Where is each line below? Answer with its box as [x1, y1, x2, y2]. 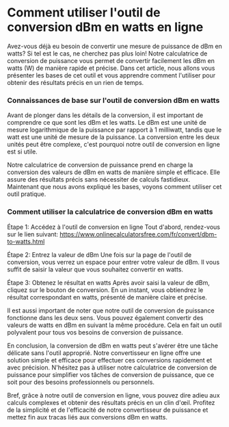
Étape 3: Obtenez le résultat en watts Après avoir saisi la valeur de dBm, [7, 278, 210, 286]
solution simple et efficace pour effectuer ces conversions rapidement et [7, 356, 213, 364]
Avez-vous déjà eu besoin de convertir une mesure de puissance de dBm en [7, 42, 222, 50]
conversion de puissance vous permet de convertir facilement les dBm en [7, 56, 215, 64]
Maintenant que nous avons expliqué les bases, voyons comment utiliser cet [7, 183, 222, 191]
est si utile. [7, 147, 38, 156]
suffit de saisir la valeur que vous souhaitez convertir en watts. [7, 265, 183, 273]
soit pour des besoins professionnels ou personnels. [7, 378, 155, 386]
